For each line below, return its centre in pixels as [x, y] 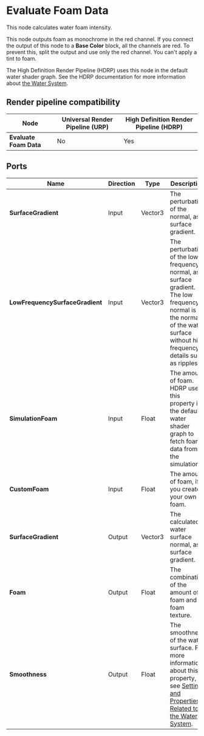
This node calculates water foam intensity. [59, 27]
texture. [181, 615]
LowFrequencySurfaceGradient [56, 302]
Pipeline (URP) [87, 127]
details [179, 355]
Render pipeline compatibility [63, 102]
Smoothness [28, 674]
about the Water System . [37, 83]
